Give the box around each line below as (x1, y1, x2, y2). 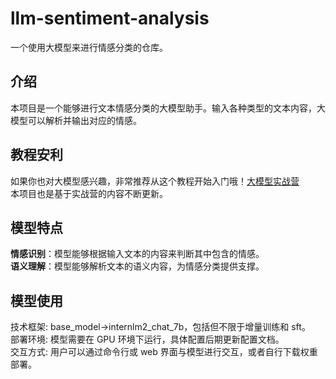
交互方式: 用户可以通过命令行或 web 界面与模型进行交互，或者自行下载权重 (10, 346, 318, 358)
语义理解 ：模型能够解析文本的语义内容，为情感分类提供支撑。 (10, 260, 265, 272)
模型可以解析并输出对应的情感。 (10, 114, 142, 126)
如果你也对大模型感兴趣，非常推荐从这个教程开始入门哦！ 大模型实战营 (10, 175, 300, 187)
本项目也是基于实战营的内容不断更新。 (10, 187, 168, 199)
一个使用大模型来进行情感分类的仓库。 (10, 41, 168, 53)
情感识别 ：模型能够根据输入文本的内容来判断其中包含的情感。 (10, 248, 265, 260)
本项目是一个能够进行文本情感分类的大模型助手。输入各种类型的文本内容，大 (10, 102, 326, 114)
